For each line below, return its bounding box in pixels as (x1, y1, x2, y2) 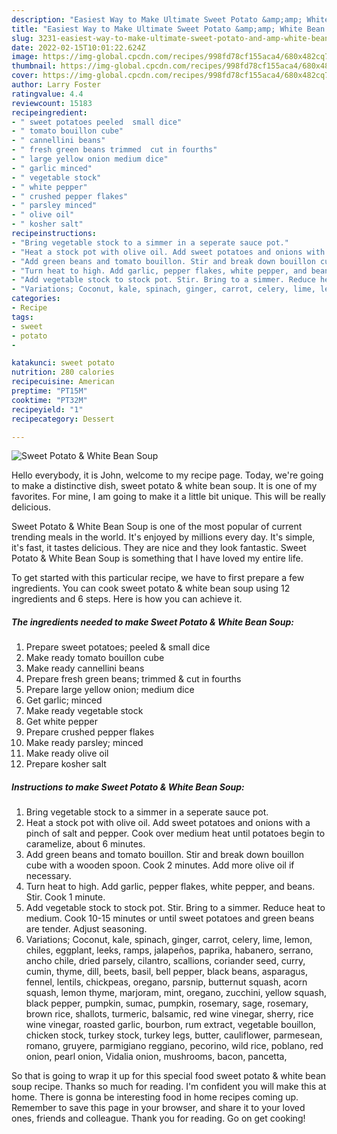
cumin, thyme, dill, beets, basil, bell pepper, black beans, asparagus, (25, 966, 308, 978)
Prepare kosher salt (25, 758, 107, 770)
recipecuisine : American (11, 377, 115, 387)
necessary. (25, 870, 72, 882)
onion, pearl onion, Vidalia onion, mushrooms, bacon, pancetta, (25, 1051, 288, 1063)
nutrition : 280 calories (11, 367, 115, 378)
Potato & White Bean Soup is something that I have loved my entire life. (11, 552, 304, 565)
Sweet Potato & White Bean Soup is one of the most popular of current (11, 521, 303, 533)
